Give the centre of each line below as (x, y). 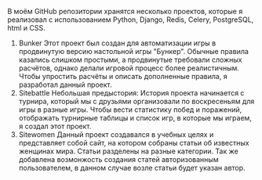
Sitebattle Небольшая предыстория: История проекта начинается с (131, 93)
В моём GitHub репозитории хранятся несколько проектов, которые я (125, 11)
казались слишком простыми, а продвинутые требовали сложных (130, 59)
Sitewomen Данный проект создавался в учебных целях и (116, 135)
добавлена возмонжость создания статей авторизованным (118, 159)
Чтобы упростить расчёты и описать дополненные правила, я (123, 76)
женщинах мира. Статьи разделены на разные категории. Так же (128, 151)
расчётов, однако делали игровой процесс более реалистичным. (129, 68)
